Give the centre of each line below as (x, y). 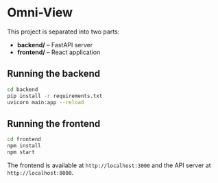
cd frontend (24, 139)
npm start (21, 152)
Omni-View (40, 13)
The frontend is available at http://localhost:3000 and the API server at (109, 165)
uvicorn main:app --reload (46, 102)
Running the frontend (54, 124)
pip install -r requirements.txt (55, 96)
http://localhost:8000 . (40, 172)
